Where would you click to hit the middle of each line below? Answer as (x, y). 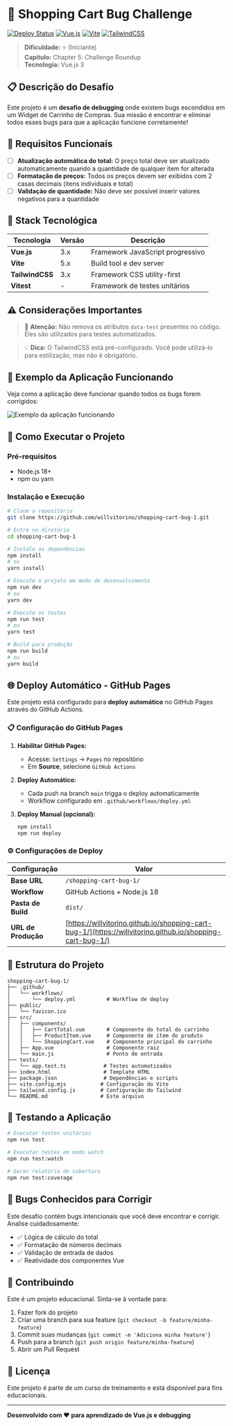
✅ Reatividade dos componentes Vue (71, 1260)
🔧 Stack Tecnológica (52, 221)
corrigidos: (23, 401)
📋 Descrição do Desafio (61, 87)
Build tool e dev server (128, 263)
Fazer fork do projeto (48, 1312)
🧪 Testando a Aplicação (59, 1118)
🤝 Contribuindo (41, 1282)
